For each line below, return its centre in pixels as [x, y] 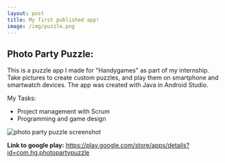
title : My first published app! [53, 20]
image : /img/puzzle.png [41, 26]
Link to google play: [36, 145]
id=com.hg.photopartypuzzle [48, 153]
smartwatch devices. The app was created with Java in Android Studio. [108, 85]
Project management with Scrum [63, 112]
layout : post [26, 13]
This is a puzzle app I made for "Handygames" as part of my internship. [108, 71]
